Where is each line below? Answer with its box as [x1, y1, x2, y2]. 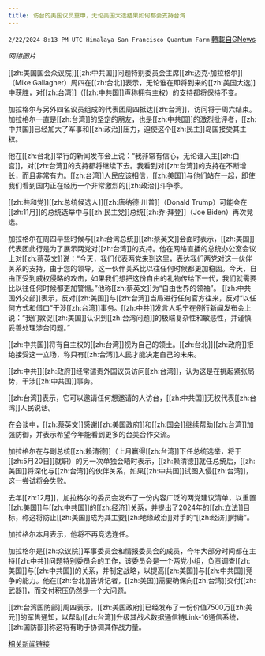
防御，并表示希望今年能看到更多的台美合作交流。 [14, 429, 174, 439]
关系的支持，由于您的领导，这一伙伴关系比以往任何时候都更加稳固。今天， [8, 263, 250, 273]
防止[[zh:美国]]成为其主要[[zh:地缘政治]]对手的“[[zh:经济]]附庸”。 [42, 512, 254, 522]
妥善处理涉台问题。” [8, 322, 71, 332]
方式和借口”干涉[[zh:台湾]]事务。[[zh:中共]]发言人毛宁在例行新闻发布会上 [14, 303, 252, 312]
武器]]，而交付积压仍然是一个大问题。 [8, 586, 132, 595]
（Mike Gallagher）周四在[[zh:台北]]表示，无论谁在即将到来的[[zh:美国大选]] [8, 77, 256, 87]
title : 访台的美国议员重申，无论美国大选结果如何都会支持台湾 [8, 11, 186, 20]
